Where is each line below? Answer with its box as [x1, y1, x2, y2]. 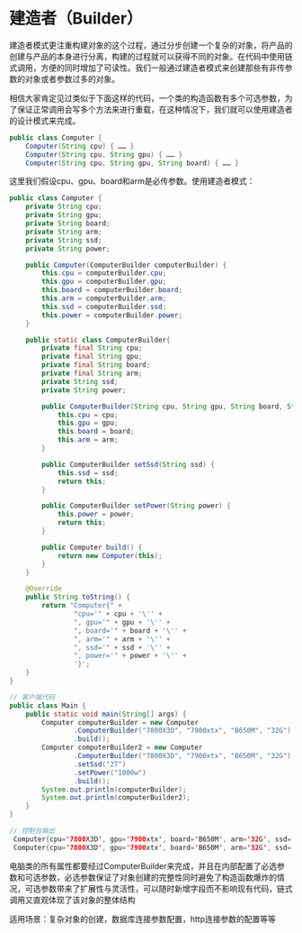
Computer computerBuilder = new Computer [41, 718, 200, 727]
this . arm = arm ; [57, 435, 119, 444]
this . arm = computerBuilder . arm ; [41, 294, 167, 303]
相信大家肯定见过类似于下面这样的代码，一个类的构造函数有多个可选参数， [9, 92, 285, 104]
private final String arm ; [41, 369, 143, 379]
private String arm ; [25, 227, 102, 236]
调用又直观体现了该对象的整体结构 [9, 894, 136, 905]
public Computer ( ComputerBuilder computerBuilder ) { [25, 261, 227, 270]
